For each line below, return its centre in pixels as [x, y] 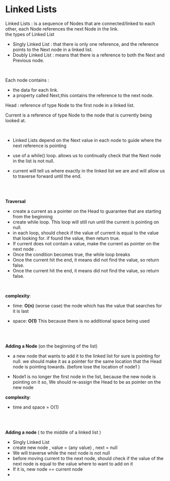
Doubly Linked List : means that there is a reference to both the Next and [89, 55]
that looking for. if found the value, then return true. [66, 238]
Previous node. [28, 60]
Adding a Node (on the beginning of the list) [52, 346]
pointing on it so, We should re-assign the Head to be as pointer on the [87, 382]
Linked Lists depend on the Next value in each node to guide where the [87, 140]
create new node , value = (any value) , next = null [65, 447]
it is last [21, 311]
